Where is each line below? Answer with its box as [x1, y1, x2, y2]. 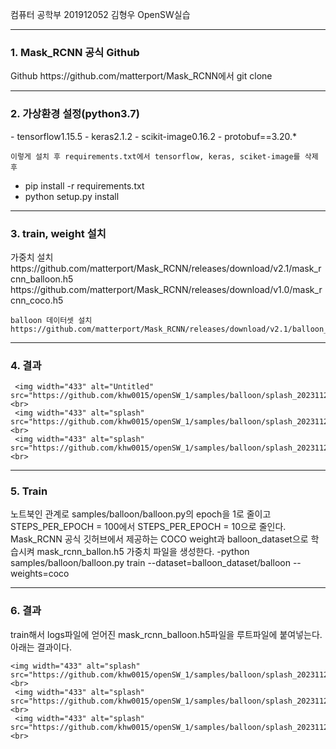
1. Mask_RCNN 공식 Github [10, 45, 140, 59]
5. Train [10, 484, 48, 498]
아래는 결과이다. [10, 641, 73, 653]
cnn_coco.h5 [10, 294, 64, 306]
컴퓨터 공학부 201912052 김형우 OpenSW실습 [10, 9, 191, 20]
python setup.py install [24, 190, 120, 202]
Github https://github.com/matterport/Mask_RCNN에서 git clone [10, 70, 273, 82]
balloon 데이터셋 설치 [10, 315, 93, 325]
